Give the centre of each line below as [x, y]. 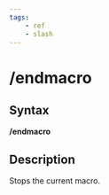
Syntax [29, 110]
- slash [39, 34]
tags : [19, 17]
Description [42, 159]
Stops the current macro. [55, 181]
